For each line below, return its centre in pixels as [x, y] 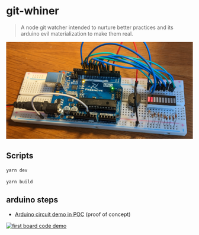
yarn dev [17, 170]
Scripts [20, 155]
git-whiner [33, 11]
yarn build [20, 182]
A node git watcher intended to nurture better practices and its [97, 27]
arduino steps [32, 200]
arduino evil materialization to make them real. [77, 33]
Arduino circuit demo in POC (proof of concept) [73, 214]
